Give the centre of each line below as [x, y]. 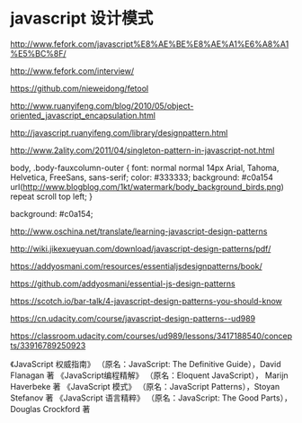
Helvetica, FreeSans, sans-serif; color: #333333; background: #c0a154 [142, 177]
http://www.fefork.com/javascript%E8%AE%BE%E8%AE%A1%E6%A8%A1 [150, 44]
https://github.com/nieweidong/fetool [80, 88]
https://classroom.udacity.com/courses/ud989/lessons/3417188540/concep [151, 336]
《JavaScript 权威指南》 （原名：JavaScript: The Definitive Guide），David [146, 364]
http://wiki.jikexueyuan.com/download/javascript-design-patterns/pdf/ [141, 248]
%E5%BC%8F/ [38, 53]
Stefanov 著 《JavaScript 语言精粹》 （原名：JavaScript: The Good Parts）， [151, 398]
